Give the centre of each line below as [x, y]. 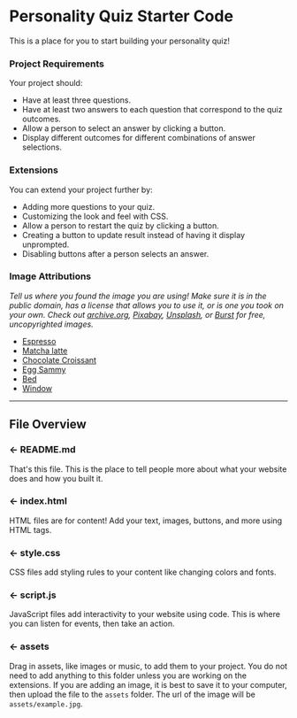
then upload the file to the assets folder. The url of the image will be [133, 694]
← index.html [38, 501]
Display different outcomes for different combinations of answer [139, 138]
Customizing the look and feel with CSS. [95, 216]
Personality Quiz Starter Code [122, 16]
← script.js [33, 595]
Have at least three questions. [76, 100]
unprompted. [46, 244]
